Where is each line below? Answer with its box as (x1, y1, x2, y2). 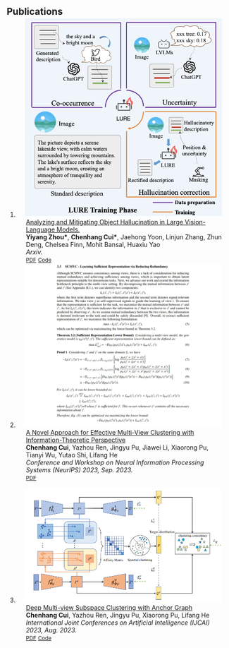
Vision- (185, 217, 206, 226)
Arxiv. (25, 248, 43, 256)
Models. (56, 225, 80, 234)
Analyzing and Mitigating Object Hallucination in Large (25, 217, 184, 226)
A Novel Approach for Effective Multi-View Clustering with (25, 428, 194, 437)
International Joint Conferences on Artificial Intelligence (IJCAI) (25, 618, 211, 627)
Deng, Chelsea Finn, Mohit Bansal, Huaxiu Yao (25, 240, 161, 248)
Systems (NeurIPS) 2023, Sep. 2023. (25, 466, 133, 474)
